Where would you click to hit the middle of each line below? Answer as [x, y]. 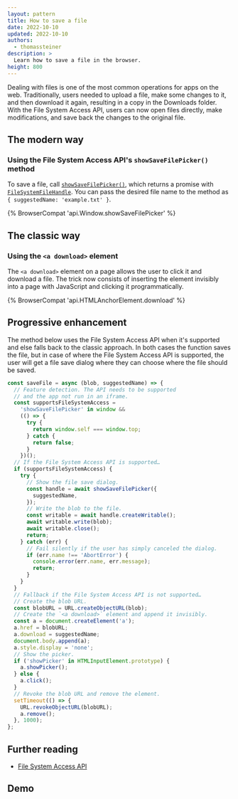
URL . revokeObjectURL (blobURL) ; [66, 707]
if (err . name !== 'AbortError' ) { [77, 555]
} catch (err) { [44, 541]
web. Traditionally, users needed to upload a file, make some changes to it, [117, 95]
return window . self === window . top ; [87, 429]
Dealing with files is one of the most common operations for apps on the [113, 87]
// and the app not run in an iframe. [71, 396]
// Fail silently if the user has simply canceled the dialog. [122, 549]
